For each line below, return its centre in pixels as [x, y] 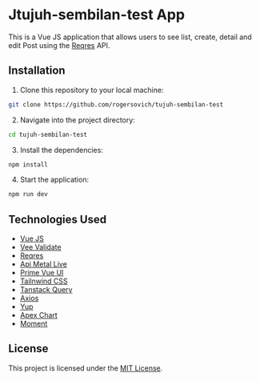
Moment [34, 324]
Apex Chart [38, 315]
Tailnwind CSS [44, 281]
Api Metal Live [44, 264]
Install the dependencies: [62, 150]
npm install [28, 164]
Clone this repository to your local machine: [92, 90]
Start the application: [54, 180]
